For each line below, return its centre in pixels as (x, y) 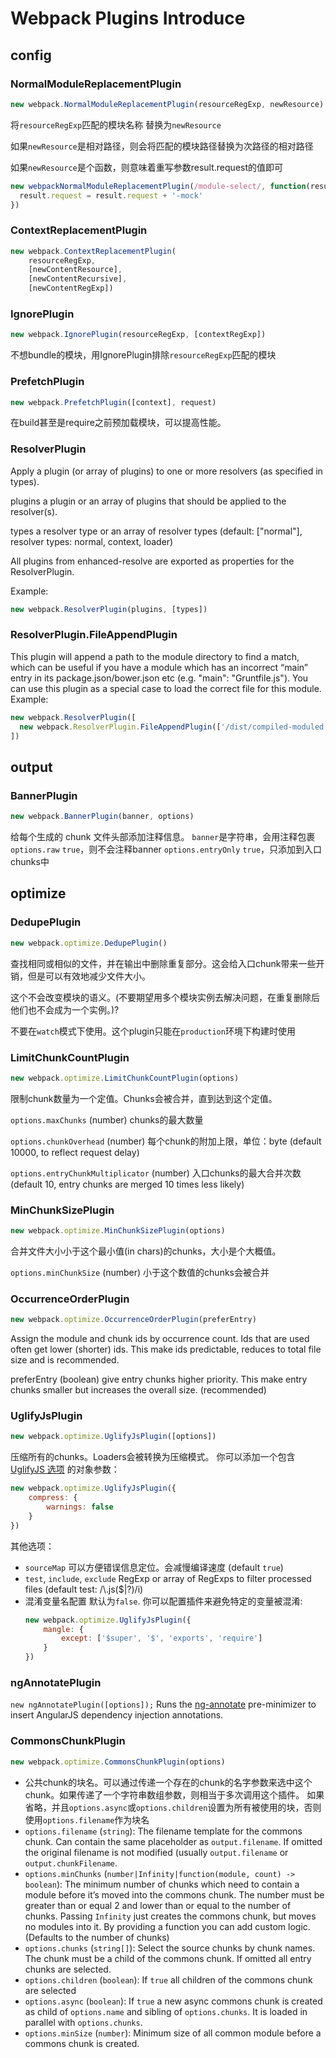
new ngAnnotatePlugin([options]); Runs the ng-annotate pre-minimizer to (163, 1704)
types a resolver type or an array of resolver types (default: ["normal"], (156, 531)
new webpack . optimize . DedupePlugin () (89, 943)
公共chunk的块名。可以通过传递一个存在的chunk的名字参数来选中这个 (168, 1782)
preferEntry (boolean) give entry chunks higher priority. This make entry (159, 1379)
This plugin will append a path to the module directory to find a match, (155, 656)
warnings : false (80, 1507)
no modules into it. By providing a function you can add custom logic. (167, 1926)
